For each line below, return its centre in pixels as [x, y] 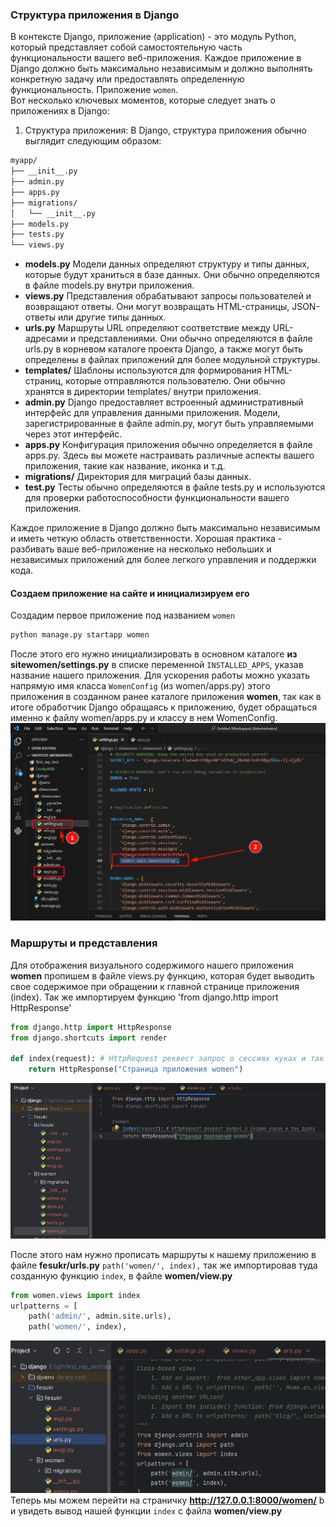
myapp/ [24, 161]
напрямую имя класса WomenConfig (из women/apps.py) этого [140, 686]
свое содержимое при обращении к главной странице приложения [155, 986]
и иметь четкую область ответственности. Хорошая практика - [146, 539]
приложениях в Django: [60, 111]
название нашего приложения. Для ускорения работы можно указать [160, 675]
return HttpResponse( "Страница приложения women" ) [136, 1069]
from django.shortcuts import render [89, 1038]
